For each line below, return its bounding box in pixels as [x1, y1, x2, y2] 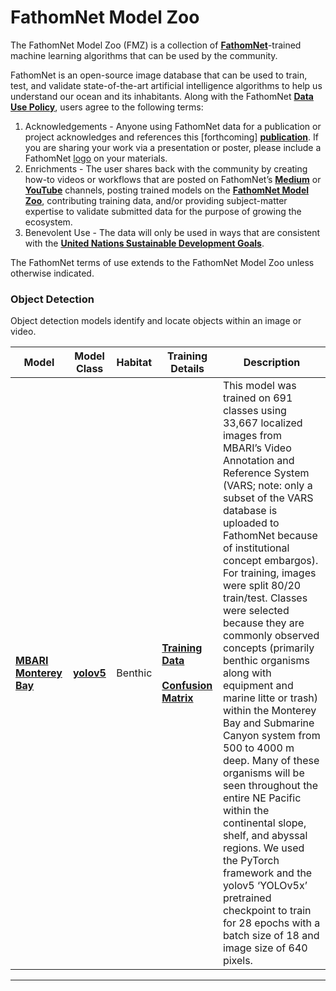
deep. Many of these [222, 754, 320, 768]
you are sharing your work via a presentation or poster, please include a [24, 141, 322, 153]
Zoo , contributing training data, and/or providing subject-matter [24, 194, 288, 206]
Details [170, 362, 205, 376]
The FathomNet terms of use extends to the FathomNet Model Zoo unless [10, 256, 315, 268]
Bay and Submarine [222, 716, 315, 730]
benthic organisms [222, 654, 310, 668]
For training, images [222, 566, 317, 580]
